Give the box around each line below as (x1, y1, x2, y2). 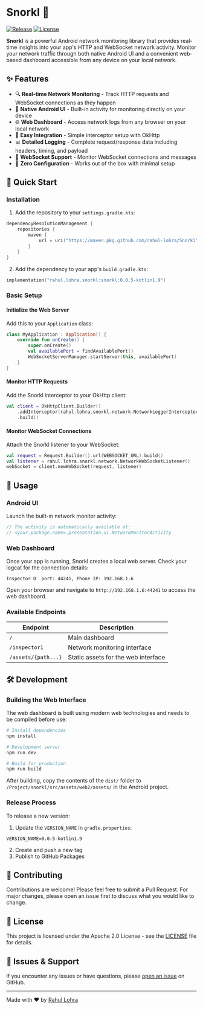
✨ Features (6, 74, 49, 84)
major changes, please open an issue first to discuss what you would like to (6, 892, 195, 900)
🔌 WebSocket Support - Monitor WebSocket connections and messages (14, 153, 196, 161)
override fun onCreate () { (17, 337, 85, 343)
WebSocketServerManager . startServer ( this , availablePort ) (28, 354, 177, 360)
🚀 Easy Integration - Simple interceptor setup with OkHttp (14, 131, 160, 138)
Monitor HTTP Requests (6, 378, 68, 385)
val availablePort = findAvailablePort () (28, 348, 134, 354)
